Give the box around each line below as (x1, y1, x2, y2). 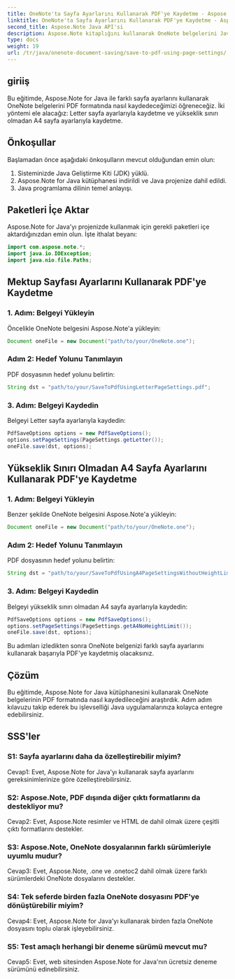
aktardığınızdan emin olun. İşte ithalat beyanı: (7, 230, 138, 238)
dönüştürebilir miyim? (7, 900, 84, 910)
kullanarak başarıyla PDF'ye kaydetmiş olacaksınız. (7, 649, 155, 658)
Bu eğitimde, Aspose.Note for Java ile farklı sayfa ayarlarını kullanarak (7, 94, 209, 102)
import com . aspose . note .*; (7, 243, 86, 251)
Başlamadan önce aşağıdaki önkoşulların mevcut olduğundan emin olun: (7, 155, 215, 163)
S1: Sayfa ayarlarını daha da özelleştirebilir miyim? (7, 752, 182, 762)
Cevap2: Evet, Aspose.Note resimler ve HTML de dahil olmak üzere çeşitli (7, 818, 220, 826)
